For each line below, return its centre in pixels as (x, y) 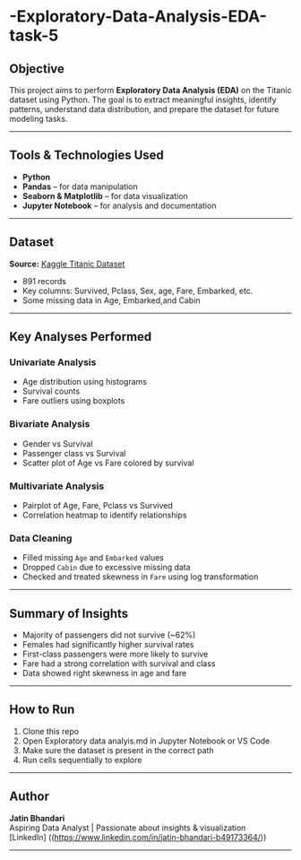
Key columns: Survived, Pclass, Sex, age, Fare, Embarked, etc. (138, 291)
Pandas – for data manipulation (80, 187)
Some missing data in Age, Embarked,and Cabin (111, 300)
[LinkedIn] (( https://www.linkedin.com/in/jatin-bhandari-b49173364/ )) (138, 837)
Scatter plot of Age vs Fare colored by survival (108, 463)
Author (29, 797)
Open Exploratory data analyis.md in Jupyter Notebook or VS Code (146, 741)
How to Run (42, 710)
